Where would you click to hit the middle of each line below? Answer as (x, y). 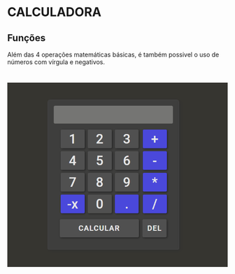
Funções (27, 38)
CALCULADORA (54, 12)
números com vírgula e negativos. (56, 62)
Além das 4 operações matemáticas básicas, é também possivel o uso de (113, 54)
